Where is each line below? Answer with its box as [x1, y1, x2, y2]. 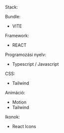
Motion [12, 99, 27, 105]
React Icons [12, 124, 37, 129]
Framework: [5, 33, 29, 38]
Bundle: [5, 14, 21, 19]
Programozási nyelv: [5, 52, 46, 57]
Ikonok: [5, 114, 20, 120]
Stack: [5, 4, 18, 10]
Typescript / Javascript [12, 61, 59, 67]
